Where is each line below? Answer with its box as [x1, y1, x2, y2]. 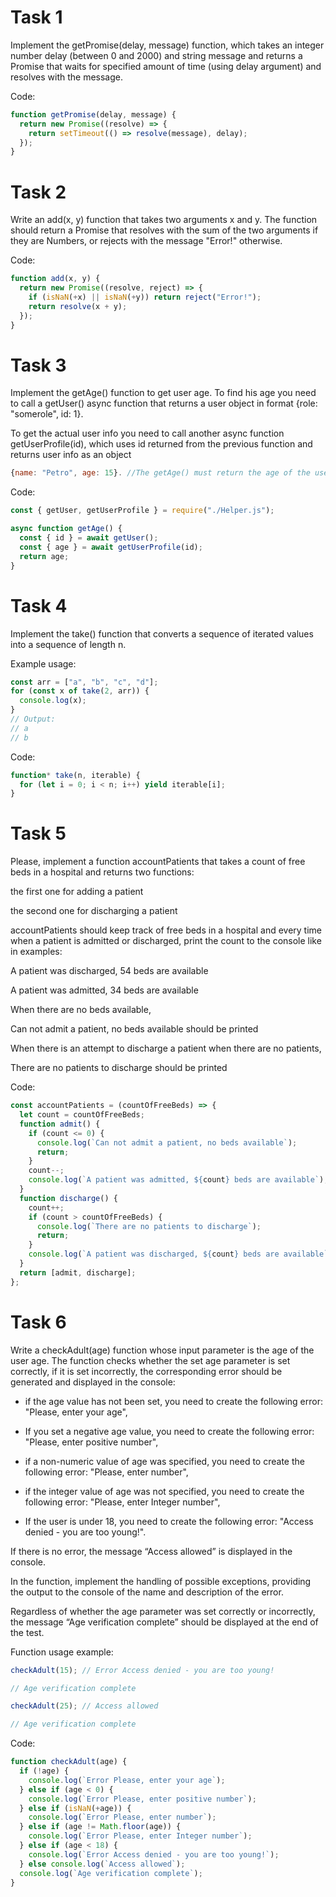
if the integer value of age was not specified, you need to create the [24, 1485, 305, 1497]
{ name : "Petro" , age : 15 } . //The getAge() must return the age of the [10, 468, 311, 478]
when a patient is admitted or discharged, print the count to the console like [10, 935, 322, 947]
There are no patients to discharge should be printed [10, 1062, 228, 1074]
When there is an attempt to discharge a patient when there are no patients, [10, 1042, 322, 1055]
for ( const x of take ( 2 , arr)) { [10, 686, 150, 696]
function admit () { [19, 1119, 101, 1129]
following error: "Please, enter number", [24, 1466, 189, 1478]
